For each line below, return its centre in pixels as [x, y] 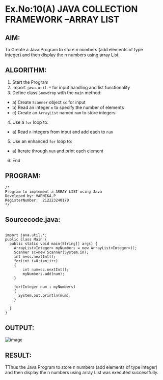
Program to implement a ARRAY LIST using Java [54, 191]
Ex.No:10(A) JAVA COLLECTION [71, 9]
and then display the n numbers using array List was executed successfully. [82, 373]
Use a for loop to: [30, 122]
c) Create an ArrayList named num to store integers [64, 112]
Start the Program [30, 82]
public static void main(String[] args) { [54, 244]
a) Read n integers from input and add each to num [62, 132]
